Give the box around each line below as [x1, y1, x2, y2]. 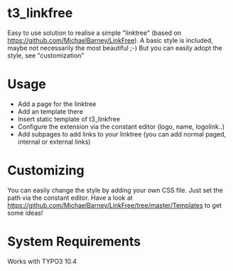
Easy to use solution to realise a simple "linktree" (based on [7, 28, 182, 37]
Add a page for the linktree [17, 100, 97, 108]
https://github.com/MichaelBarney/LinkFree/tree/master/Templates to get [7, 201, 222, 209]
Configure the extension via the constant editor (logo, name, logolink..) [17, 122, 225, 131]
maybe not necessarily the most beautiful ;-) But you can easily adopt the [7, 43, 222, 52]
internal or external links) [17, 137, 91, 146]
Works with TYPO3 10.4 [7, 257, 77, 265]
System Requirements [7, 233, 141, 250]
